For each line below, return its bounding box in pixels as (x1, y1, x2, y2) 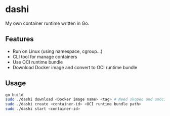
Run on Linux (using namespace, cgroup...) (12, 48, 103, 54)
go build (5, 92, 24, 97)
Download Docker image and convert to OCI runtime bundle (12, 64, 138, 70)
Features (5, 35, 34, 43)
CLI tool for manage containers (12, 53, 77, 60)
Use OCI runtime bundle (12, 59, 63, 65)
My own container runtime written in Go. (5, 20, 90, 26)
